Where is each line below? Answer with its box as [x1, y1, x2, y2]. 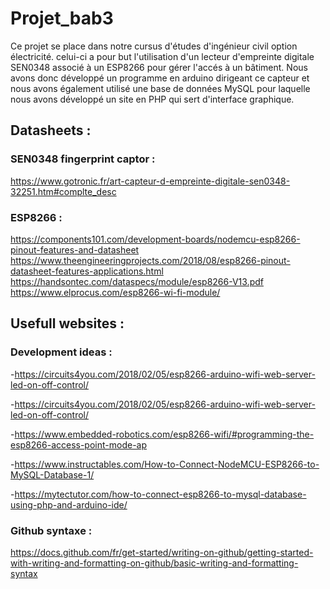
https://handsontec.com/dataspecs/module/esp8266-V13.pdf [10, 275, 264, 287]
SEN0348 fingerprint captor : [10, 152, 156, 166]
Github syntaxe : [10, 523, 93, 537]
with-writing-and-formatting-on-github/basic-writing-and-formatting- [10, 557, 299, 569]
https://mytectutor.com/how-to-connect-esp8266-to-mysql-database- [14, 488, 307, 500]
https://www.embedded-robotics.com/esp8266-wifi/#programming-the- [14, 428, 315, 440]
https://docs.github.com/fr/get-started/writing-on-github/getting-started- [10, 546, 314, 558]
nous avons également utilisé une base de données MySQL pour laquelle [10, 82, 311, 94]
